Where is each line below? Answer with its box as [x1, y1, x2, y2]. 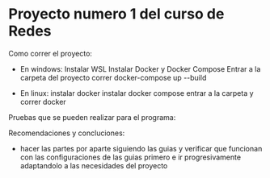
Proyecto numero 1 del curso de [8, 5, 225, 23]
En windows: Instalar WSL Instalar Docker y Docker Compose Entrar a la [19, 64, 261, 73]
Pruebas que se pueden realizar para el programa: [8, 112, 176, 122]
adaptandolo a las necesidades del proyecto [19, 160, 168, 170]
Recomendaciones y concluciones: [8, 128, 125, 138]
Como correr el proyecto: [8, 48, 93, 58]
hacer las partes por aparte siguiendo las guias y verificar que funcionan [19, 143, 263, 153]
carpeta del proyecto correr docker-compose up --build [19, 72, 207, 82]
